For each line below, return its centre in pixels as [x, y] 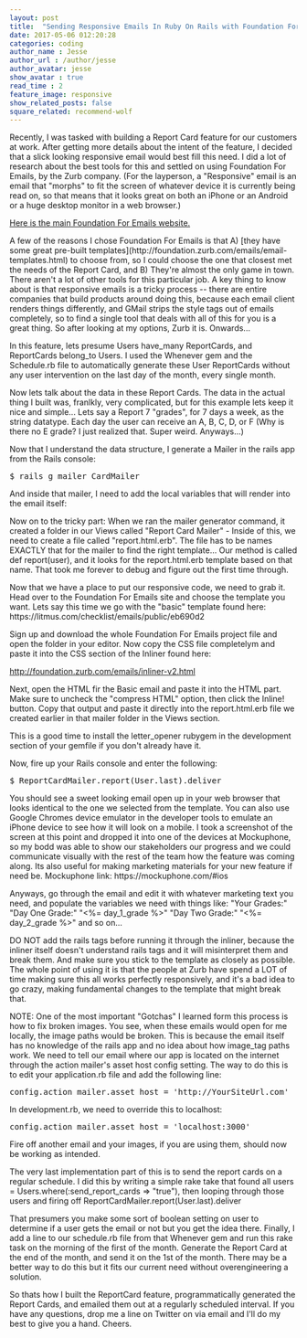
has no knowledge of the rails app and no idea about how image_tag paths [150, 1046]
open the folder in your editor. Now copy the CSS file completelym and [143, 644]
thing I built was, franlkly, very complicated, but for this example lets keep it [152, 402]
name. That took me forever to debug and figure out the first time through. [149, 570]
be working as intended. [55, 1154]
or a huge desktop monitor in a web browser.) [95, 206]
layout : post [34, 18]
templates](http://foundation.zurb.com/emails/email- [188, 250]
